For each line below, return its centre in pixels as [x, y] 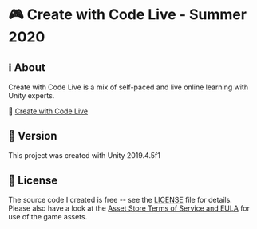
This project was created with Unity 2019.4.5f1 [85, 155]
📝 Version [33, 136]
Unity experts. [32, 95]
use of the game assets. [48, 216]
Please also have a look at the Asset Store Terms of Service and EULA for [129, 208]
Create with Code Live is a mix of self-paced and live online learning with [128, 87]
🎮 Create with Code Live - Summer [128, 15]
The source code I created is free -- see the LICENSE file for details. [121, 199]
